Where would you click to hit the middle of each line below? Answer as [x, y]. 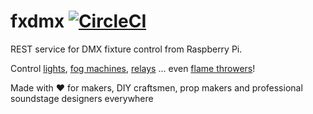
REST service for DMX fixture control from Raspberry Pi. [126, 49]
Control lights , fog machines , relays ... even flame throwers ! [133, 68]
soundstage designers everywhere [82, 98]
